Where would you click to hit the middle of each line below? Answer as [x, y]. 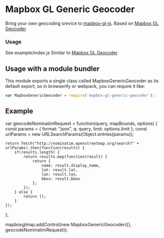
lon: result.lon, [60, 174]
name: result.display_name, [71, 165]
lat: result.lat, [60, 170]
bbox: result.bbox [61, 179]
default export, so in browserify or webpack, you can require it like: [75, 86]
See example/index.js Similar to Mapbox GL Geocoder [61, 53]
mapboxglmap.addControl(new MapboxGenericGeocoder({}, [69, 224]
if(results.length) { [37, 152]
